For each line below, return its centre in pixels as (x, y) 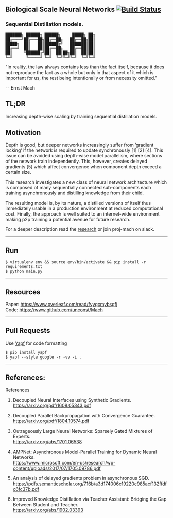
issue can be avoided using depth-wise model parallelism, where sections (84, 156)
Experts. (22, 436)
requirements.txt (24, 267)
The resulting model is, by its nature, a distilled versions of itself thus (78, 203)
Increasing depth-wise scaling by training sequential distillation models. (81, 116)
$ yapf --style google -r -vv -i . (44, 357)
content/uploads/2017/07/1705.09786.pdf (57, 468)
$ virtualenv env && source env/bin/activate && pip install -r (76, 262)
